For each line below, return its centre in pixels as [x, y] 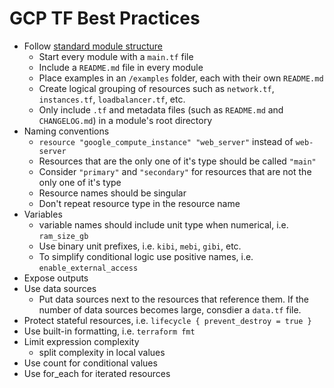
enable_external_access [88, 268]
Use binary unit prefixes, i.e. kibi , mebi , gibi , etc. [140, 246]
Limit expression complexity [81, 341]
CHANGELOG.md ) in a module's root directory [125, 120]
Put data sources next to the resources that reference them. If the [173, 299]
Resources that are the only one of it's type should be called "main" [177, 161]
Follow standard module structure [93, 46]
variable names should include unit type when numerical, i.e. [163, 224]
